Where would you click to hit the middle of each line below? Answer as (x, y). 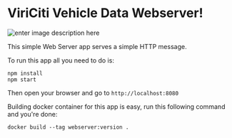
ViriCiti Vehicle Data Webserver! (105, 13)
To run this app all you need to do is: (61, 60)
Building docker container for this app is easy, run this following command (116, 106)
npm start (22, 80)
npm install (25, 73)
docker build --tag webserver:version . (69, 127)
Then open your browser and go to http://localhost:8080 (93, 92)
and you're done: (32, 114)
